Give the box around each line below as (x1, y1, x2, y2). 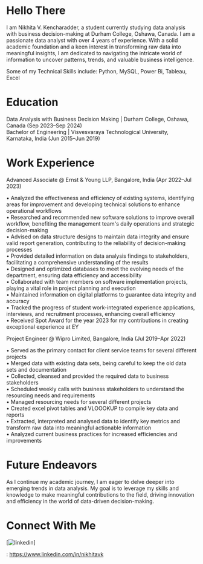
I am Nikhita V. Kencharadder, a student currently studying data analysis (6, 24, 185, 31)
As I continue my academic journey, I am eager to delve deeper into (6, 478, 175, 485)
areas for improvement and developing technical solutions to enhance (6, 201, 180, 208)
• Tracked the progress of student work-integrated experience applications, (6, 304, 195, 311)
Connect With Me (6, 519, 96, 532)
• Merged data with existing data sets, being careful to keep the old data (6, 359, 187, 367)
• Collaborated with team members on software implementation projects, (6, 278, 188, 285)
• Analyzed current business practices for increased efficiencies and (6, 430, 178, 437)
